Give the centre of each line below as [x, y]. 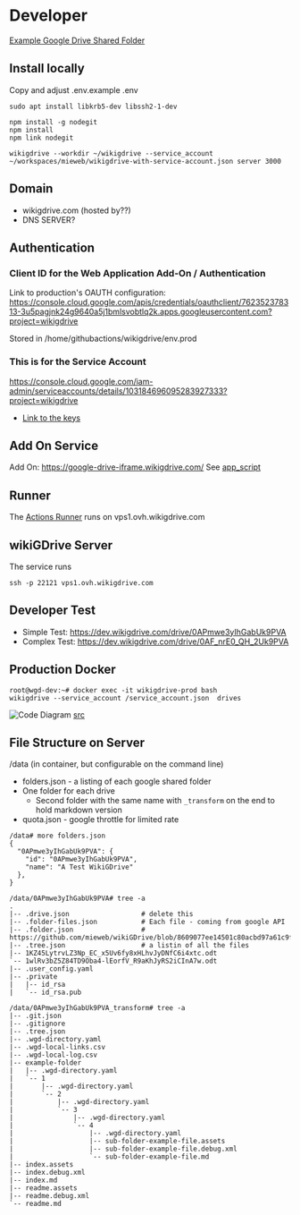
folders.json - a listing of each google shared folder [117, 782]
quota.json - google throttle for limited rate [100, 820]
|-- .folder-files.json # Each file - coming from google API [147, 922]
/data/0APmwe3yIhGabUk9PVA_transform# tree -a [97, 1008]
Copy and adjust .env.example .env [74, 89]
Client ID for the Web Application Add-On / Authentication [137, 273]
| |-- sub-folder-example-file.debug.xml [124, 1149]
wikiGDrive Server [61, 545]
